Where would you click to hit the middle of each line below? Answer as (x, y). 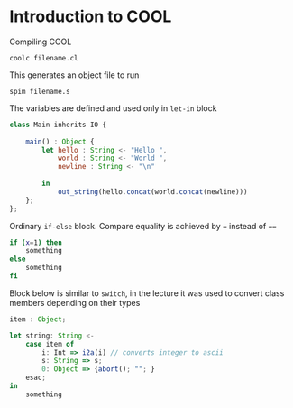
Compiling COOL (41, 42)
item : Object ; (38, 319)
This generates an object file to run (74, 75)
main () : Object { (60, 142)
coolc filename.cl (44, 58)
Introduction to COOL (91, 17)
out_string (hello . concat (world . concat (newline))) (152, 191)
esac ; (36, 378)
